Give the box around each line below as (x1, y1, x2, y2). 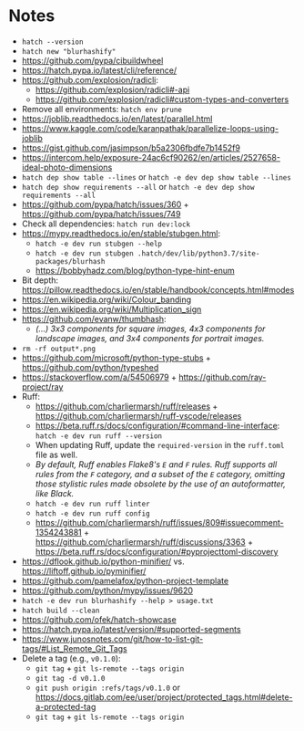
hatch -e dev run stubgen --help (35, 239, 163, 248)
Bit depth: (21, 275, 59, 286)
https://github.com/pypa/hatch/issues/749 (21, 208, 181, 219)
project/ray (21, 381, 64, 392)
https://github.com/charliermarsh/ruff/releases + (35, 401, 218, 412)
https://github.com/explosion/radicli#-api (35, 84, 190, 95)
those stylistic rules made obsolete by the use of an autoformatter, (35, 478, 286, 489)
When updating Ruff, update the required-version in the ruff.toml (35, 439, 285, 450)
